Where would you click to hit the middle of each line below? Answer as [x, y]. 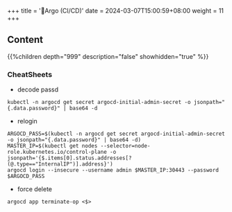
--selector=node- [125, 146]
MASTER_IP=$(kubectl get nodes [52, 146]
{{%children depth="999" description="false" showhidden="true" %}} [108, 56]
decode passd [38, 89]
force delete [34, 189]
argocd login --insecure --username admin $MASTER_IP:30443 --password [113, 170]
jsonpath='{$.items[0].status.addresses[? [69, 158]
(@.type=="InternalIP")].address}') [60, 164]
